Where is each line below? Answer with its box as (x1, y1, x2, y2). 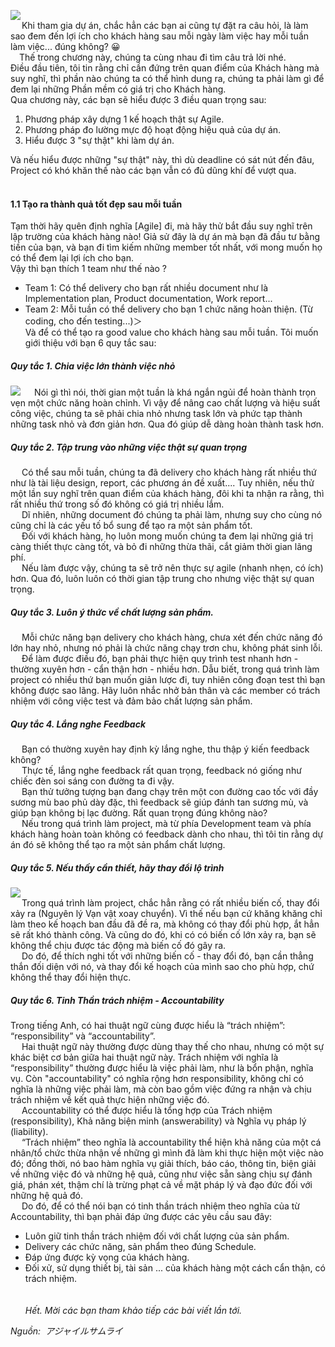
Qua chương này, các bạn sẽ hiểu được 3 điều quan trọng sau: (10, 94, 267, 105)
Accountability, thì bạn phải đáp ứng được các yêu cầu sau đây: (10, 1211, 273, 1223)
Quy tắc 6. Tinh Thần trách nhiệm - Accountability (10, 994, 225, 1006)
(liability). (10, 1126, 49, 1138)
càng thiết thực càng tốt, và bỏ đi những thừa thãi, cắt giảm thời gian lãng (10, 541, 313, 553)
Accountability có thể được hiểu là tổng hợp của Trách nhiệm (21, 1105, 273, 1117)
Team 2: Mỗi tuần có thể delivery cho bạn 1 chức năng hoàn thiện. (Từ (24, 303, 313, 315)
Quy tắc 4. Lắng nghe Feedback (10, 718, 147, 730)
